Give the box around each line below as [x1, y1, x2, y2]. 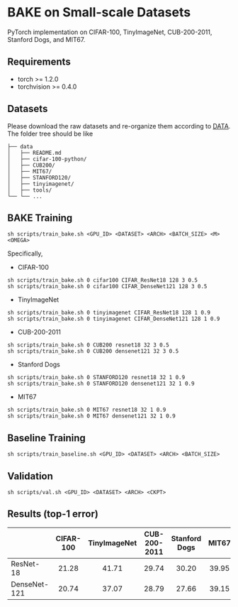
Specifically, [7, 249, 43, 258]
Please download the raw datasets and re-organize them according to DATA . [7, 121, 231, 130]
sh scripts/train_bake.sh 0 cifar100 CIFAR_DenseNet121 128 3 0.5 [7, 283, 208, 290]
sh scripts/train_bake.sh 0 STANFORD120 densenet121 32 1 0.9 [7, 381, 195, 388]
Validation [7, 470, 53, 482]
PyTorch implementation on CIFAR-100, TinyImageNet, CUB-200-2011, [7, 28, 212, 36]
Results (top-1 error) [7, 508, 99, 520]
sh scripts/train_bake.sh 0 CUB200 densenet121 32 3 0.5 [7, 348, 179, 355]
